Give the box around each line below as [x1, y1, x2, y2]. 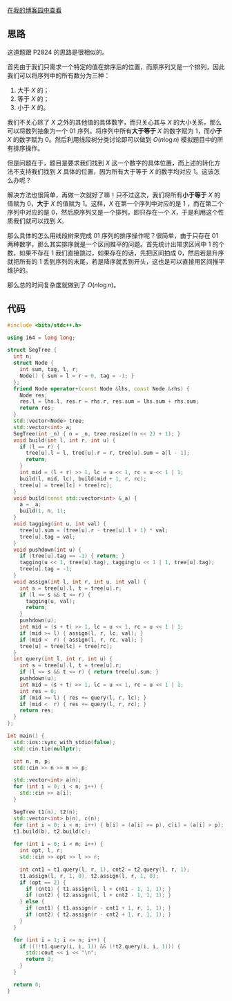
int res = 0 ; [19, 687, 57, 694]
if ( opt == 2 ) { [19, 878, 67, 886]
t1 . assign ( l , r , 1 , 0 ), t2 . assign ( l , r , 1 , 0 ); [19, 872, 159, 879]
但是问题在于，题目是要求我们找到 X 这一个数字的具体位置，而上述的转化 [7, 159, 215, 167]
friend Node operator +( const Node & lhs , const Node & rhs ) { [13, 385, 190, 393]
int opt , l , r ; [19, 847, 64, 854]
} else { [19, 899, 45, 905]
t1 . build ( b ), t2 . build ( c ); [13, 828, 91, 835]
